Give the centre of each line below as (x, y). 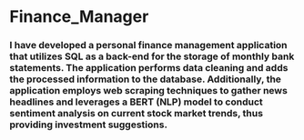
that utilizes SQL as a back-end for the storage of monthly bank (152, 56)
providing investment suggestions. (89, 125)
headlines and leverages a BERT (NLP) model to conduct (137, 102)
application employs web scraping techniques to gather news (149, 91)
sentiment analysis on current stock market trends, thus (137, 114)
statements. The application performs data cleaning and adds (149, 68)
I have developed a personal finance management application (149, 45)
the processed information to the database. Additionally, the (146, 79)
